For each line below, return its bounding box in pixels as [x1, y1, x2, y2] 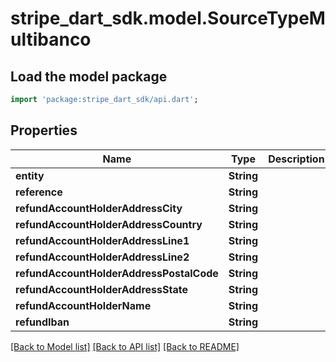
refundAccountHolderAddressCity [15, 201, 183, 215]
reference [15, 185, 63, 199]
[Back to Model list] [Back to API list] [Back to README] [10, 340, 240, 352]
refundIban [15, 315, 70, 329]
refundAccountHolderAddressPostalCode [15, 266, 219, 280]
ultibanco [10, 28, 92, 51]
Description [268, 152, 325, 166]
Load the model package [10, 68, 168, 85]
